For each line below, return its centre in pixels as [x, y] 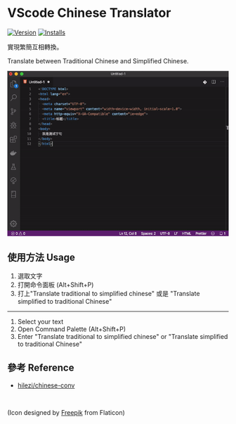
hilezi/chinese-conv [46, 385]
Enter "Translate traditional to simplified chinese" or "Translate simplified [123, 336]
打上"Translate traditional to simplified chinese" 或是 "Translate [109, 293]
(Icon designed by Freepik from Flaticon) [66, 412]
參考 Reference [41, 368]
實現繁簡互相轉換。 [35, 46]
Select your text [40, 321]
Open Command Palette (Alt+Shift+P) [72, 329]
